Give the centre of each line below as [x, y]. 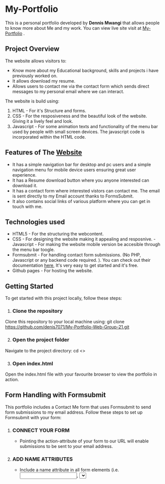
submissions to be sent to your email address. [66, 446]
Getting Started [29, 286]
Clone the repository [37, 311]
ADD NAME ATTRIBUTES [42, 459]
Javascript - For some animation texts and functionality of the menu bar [85, 126]
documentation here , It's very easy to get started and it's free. [75, 265]
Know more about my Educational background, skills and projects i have [85, 70]
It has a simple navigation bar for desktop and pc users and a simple [82, 164]
